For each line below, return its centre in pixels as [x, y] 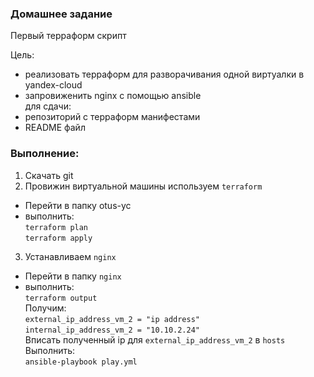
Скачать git [49, 175]
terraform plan [56, 227]
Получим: [45, 308]
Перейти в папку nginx [73, 276]
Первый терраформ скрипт [68, 36]
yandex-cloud [53, 85]
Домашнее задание [61, 14]
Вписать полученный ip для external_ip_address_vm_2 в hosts [155, 339]
